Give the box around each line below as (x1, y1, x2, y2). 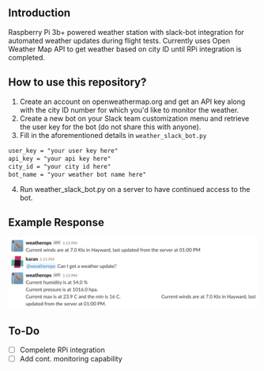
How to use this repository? (8, 75, 147, 90)
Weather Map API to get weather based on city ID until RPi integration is (8, 44, 242, 54)
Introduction (8, 6, 71, 20)
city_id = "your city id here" (8, 163, 111, 170)
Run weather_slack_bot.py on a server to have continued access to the (19, 184, 251, 193)
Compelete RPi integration (19, 345, 105, 354)
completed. (8, 52, 45, 62)
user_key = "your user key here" (8, 147, 119, 155)
